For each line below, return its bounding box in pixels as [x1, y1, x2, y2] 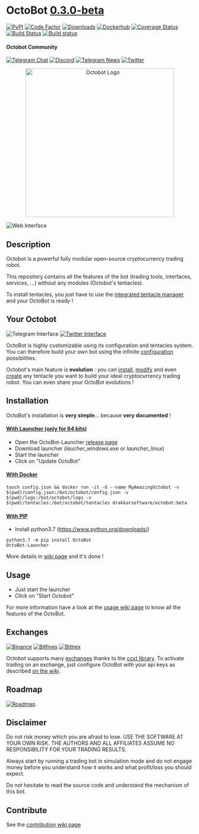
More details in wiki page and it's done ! [6, 553, 104, 560]
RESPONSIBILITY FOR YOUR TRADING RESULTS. [6, 746, 127, 753]
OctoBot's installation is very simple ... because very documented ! [6, 411, 171, 418]
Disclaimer [6, 718, 47, 728]
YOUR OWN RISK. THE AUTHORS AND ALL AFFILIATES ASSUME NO [6, 739, 175, 747]
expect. [6, 770, 25, 777]
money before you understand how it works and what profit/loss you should [6, 764, 192, 771]
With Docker [6, 471, 38, 478]
